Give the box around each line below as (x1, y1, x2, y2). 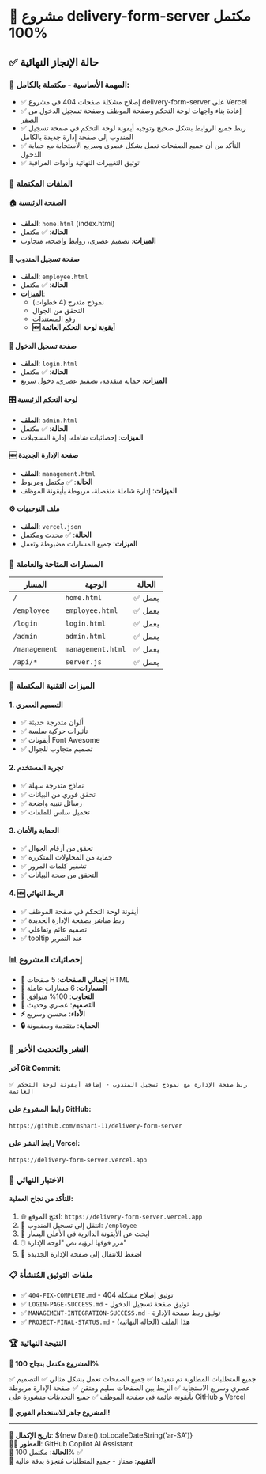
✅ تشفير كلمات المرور (20, 861, 88, 871)
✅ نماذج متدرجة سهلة (20, 780, 84, 790)
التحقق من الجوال (32, 306, 85, 316)
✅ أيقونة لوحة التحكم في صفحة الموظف (20, 907, 139, 917)
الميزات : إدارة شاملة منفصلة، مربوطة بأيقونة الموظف (20, 486, 177, 495)
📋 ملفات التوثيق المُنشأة (9, 1269, 93, 1280)
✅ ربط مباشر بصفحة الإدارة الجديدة (20, 916, 125, 925)
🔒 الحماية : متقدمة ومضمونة (20, 1021, 100, 1030)
